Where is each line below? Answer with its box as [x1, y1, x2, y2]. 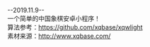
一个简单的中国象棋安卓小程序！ [7, 14, 100, 22]
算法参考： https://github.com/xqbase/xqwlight [7, 23, 143, 31]
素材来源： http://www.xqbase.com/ [7, 32, 111, 40]
